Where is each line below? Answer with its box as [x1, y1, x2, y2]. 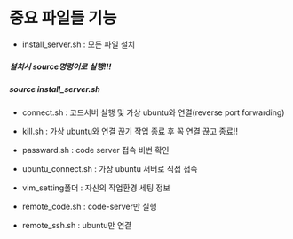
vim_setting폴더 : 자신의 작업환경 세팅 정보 [21, 182, 170, 193]
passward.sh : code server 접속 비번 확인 [21, 145, 170, 156]
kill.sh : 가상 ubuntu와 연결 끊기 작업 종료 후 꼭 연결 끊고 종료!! [21, 126, 238, 137]
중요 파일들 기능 [9, 8, 117, 28]
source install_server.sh [9, 83, 100, 94]
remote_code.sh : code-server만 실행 [21, 201, 157, 212]
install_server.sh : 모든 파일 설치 [21, 39, 136, 50]
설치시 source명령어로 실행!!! [9, 61, 112, 72]
